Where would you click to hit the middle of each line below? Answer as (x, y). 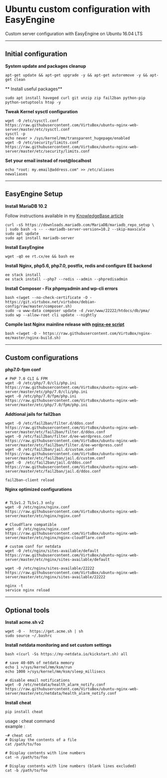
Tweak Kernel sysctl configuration (42, 111)
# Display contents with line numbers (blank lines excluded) (71, 766)
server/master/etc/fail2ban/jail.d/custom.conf (55, 458)
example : (15, 727)
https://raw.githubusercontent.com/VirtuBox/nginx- (98, 333)
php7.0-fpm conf (23, 370)
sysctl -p (15, 134)
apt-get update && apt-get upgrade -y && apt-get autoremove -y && (77, 75)
